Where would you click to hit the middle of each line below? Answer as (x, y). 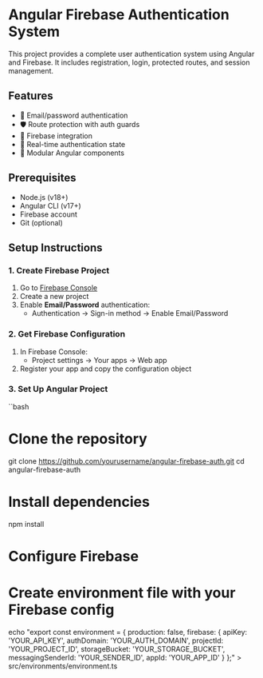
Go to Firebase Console (59, 288)
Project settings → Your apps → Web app (99, 360)
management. (31, 70)
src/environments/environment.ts (63, 666)
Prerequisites (42, 178)
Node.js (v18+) (44, 197)
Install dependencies (79, 502)
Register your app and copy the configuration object (106, 369)
